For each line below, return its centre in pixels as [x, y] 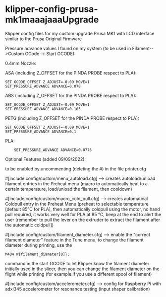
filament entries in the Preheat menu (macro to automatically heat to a [76, 184]
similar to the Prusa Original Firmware [44, 39]
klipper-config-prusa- [52, 9]
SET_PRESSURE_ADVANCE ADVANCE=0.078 [43, 86]
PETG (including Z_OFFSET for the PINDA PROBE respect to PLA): [72, 118]
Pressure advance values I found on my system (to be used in [68, 48]
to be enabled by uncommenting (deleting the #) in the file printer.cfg [76, 169]
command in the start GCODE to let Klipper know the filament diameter [77, 263]
